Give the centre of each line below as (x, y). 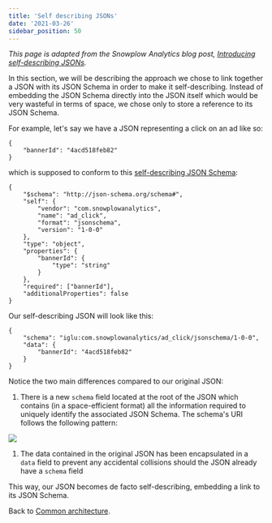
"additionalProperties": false (76, 294)
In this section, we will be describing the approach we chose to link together (136, 79)
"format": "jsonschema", (80, 223)
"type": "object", (54, 244)
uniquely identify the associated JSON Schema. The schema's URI (132, 414)
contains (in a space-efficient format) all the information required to (133, 405)
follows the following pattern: (69, 423)
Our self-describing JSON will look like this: (81, 316)
